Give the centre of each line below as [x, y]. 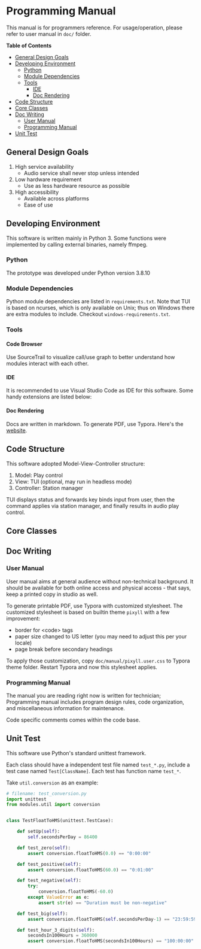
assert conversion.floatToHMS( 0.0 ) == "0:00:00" [89, 853]
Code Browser [25, 344]
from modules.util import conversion [53, 805]
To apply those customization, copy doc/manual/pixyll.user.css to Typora [98, 661]
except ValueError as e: [59, 898]
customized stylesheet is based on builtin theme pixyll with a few [88, 612]
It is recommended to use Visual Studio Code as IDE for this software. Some [100, 391]
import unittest [26, 799]
